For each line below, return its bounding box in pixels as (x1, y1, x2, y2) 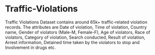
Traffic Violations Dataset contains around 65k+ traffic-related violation (5, 19, 147, 25)
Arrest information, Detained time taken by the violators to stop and (5, 39, 140, 45)
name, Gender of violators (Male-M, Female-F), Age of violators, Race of (5, 29, 151, 35)
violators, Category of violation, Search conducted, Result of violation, (5, 34, 146, 40)
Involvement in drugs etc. (5, 44, 56, 50)
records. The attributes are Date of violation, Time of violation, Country (5, 24, 147, 30)
